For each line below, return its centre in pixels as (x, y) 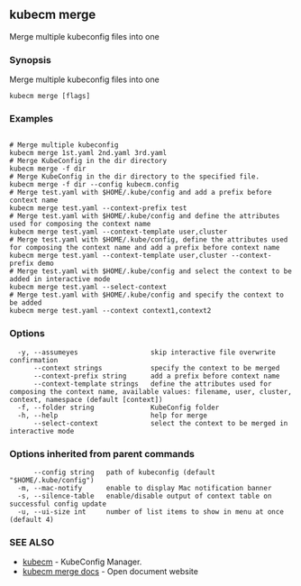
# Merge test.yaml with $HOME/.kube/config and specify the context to (146, 295)
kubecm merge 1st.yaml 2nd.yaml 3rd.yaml (88, 153)
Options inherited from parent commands (102, 453)
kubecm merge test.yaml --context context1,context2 (110, 311)
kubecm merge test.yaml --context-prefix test (98, 208)
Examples (32, 119)
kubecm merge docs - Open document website (110, 572)
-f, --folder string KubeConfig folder (119, 407)
